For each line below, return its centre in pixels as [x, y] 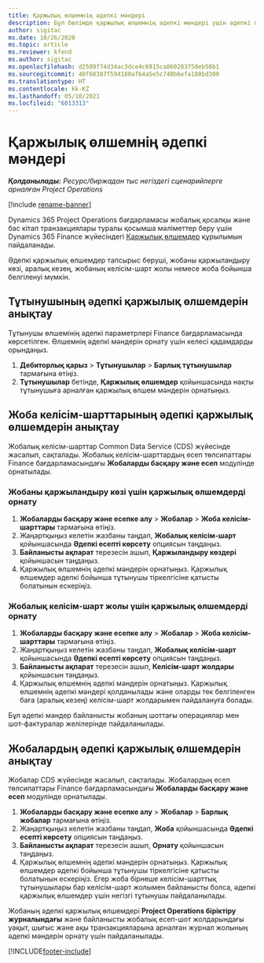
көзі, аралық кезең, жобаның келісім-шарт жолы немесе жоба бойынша [130, 269]
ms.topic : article [38, 45]
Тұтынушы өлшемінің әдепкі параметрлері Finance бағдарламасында [125, 333]
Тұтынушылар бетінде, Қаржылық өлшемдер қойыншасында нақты [136, 381]
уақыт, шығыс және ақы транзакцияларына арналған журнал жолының [128, 928]
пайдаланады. [32, 245]
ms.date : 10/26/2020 [42, 37]
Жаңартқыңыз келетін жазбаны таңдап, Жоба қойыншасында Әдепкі [136, 829]
